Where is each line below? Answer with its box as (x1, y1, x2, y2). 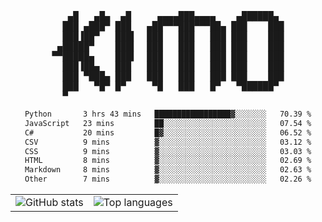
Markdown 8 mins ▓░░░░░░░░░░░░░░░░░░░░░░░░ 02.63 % (24, 165, 312, 175)
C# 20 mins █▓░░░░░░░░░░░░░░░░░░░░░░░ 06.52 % (24, 127, 312, 138)
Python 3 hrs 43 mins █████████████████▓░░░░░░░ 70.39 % (24, 109, 312, 119)
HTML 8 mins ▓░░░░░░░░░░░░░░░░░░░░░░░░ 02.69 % (24, 156, 312, 166)
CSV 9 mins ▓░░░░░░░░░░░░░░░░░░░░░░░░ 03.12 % (24, 137, 312, 147)
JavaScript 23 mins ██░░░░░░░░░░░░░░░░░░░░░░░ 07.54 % (24, 118, 312, 128)
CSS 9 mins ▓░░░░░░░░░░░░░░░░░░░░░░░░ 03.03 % (24, 146, 312, 156)
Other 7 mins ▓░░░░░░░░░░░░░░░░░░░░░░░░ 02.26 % (24, 174, 312, 185)
